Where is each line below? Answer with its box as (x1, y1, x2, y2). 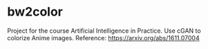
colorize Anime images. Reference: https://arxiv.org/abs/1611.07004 (7, 33, 200, 42)
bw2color (7, 4, 64, 20)
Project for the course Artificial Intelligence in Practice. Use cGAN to (7, 27, 202, 35)
